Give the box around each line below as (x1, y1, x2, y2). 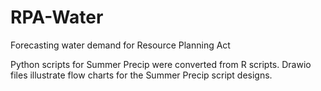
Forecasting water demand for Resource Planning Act (10, 39, 231, 51)
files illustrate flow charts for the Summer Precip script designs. (10, 69, 273, 81)
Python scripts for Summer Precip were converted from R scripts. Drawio (10, 58, 312, 70)
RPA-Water (10, 6, 104, 29)
